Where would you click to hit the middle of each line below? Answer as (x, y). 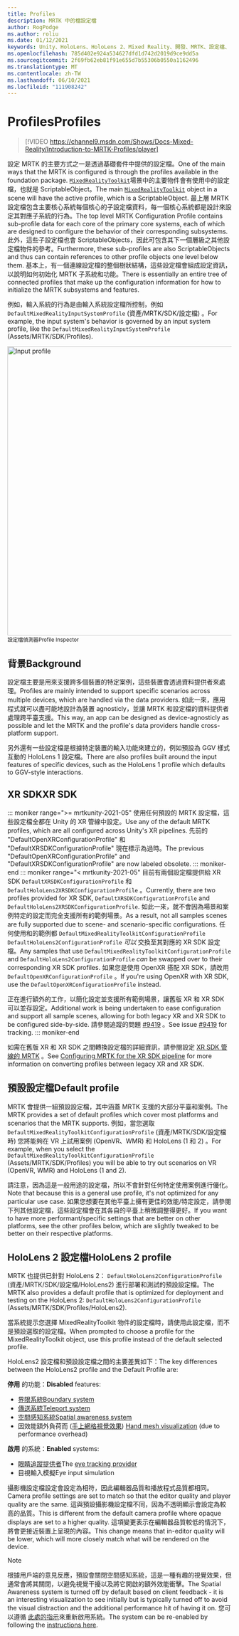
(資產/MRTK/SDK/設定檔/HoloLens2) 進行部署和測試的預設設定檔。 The (111, 1284)
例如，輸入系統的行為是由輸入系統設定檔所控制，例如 (85, 305)
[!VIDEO (36, 142)
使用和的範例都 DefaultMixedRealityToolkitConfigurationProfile (110, 933)
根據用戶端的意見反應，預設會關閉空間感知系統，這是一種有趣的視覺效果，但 (119, 1575)
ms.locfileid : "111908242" (47, 87)
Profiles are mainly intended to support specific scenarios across (115, 691)
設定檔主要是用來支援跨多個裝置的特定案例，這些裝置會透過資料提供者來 (113, 682)
